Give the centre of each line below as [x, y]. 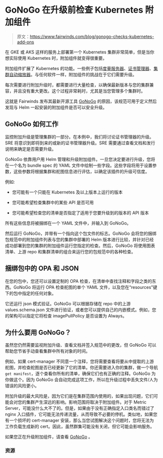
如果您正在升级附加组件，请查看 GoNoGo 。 [49, 437]
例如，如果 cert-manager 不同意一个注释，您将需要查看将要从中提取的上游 [80, 361]
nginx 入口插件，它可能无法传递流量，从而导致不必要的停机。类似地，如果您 [81, 414]
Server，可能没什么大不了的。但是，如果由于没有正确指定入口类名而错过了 [80, 408]
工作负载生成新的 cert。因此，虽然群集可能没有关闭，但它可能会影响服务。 [80, 426]
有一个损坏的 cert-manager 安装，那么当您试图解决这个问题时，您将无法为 [80, 421]
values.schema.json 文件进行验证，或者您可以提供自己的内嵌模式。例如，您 [81, 310]
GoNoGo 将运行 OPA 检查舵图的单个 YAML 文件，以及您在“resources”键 [85, 287]
